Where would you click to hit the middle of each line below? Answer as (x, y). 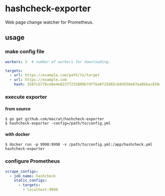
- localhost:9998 (40, 190)
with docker (18, 134)
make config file (25, 52)
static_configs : (31, 181)
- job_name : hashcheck (33, 176)
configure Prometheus (33, 161)
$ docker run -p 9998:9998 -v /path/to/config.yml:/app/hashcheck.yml (79, 145)
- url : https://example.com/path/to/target (55, 75)
